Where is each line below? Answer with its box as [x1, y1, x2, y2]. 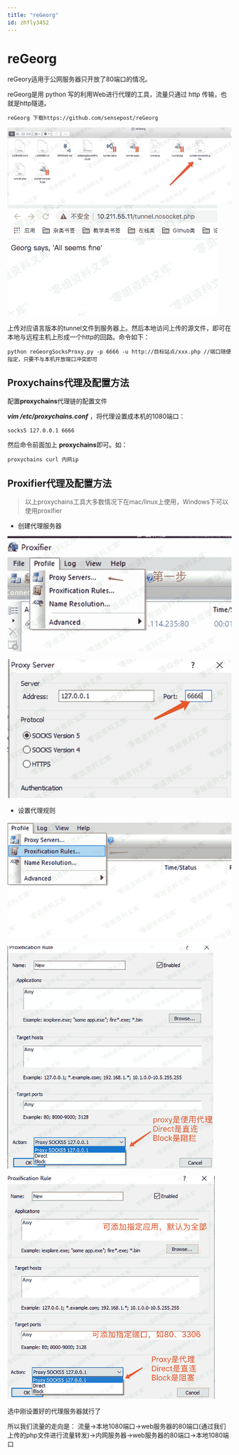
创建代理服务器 [17, 522, 62, 530]
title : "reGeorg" [7, 11, 59, 19]
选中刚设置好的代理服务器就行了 [7, 1407, 101, 1416]
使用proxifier [24, 507, 63, 515]
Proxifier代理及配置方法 [7, 477, 112, 490]
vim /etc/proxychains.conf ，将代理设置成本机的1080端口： [7, 412, 186, 420]
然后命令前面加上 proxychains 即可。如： [7, 440, 128, 449]
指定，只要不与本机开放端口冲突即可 [7, 356, 98, 363]
